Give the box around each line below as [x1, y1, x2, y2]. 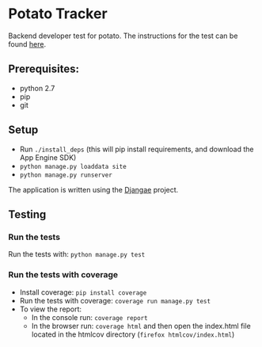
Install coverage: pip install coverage [19, 287, 147, 297]
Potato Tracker [8, 5, 108, 23]
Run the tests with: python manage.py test [8, 250, 146, 259]
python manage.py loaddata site [19, 162, 127, 170]
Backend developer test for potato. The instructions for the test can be [8, 31, 238, 40]
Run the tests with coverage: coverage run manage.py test [19, 296, 211, 305]
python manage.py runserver [19, 171, 112, 179]
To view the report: [19, 304, 82, 314]
